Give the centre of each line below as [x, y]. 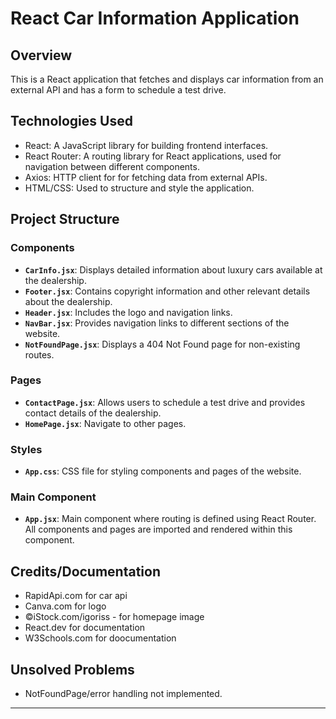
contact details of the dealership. [93, 413]
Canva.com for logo [65, 606]
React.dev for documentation [85, 628]
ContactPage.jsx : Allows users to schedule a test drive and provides [165, 402]
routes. [39, 354]
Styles [26, 449]
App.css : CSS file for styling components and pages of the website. [163, 471]
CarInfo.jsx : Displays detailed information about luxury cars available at [173, 269]
